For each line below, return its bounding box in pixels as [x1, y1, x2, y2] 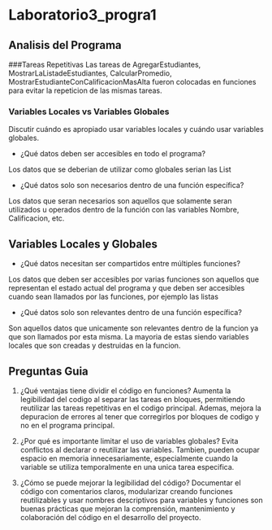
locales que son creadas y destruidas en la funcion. [8, 340, 181, 351]
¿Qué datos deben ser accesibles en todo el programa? [19, 149, 205, 159]
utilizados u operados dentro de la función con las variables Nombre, [8, 205, 240, 215]
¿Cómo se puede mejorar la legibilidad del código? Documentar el [19, 478, 241, 488]
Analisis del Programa [8, 38, 122, 52]
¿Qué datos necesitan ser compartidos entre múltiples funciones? [19, 259, 241, 269]
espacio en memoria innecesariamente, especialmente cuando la [19, 453, 238, 463]
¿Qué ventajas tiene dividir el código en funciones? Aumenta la [19, 385, 231, 396]
